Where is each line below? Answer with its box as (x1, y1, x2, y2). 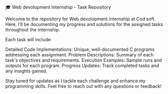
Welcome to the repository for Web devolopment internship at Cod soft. (5, 16, 156, 22)
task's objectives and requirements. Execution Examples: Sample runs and (5, 57, 162, 63)
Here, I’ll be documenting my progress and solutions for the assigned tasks (5, 21, 163, 27)
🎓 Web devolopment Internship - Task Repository (5, 4, 111, 10)
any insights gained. (5, 68, 47, 74)
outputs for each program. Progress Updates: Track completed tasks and (5, 62, 159, 69)
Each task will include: (5, 37, 52, 42)
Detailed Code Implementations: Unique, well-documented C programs (5, 46, 155, 52)
